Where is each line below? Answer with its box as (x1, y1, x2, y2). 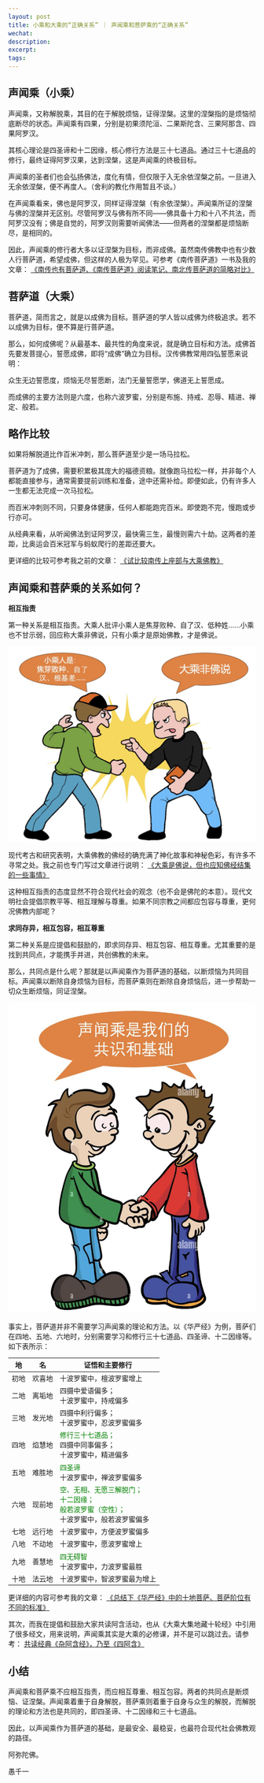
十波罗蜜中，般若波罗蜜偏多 (60, 1514, 149, 1524)
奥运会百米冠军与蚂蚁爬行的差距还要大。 (28, 539, 159, 549)
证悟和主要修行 (83, 1361, 132, 1370)
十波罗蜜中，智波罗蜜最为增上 (60, 1573, 156, 1584)
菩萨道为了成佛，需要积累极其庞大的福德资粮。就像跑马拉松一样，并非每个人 (8, 466, 256, 476)
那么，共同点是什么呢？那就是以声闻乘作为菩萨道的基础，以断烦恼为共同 (8, 966, 242, 977)
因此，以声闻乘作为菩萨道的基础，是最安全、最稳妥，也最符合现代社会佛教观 (8, 1723, 256, 1733)
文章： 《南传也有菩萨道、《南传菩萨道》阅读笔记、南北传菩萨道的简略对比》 (8, 264, 255, 274)
